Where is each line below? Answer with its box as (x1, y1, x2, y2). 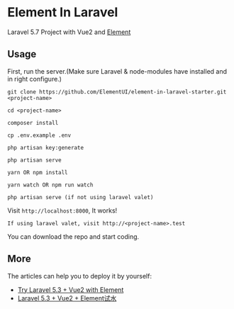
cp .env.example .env (7, 132, 72, 139)
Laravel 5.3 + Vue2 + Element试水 (17, 293, 117, 302)
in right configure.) (7, 74, 62, 83)
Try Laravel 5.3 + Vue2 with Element (17, 285, 124, 294)
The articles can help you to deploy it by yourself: (7, 271, 152, 280)
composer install (7, 119, 59, 126)
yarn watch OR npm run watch (7, 181, 94, 189)
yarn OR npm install (7, 169, 69, 176)
